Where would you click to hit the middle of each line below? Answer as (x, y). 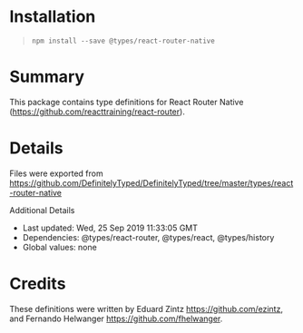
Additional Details (42, 210)
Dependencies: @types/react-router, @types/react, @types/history (148, 237)
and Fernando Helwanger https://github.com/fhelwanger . (116, 318)
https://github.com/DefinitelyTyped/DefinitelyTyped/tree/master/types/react (151, 182)
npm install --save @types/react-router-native (123, 41)
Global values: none (59, 247)
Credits (38, 284)
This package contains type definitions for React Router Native (127, 102)
